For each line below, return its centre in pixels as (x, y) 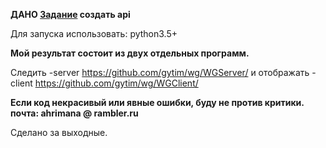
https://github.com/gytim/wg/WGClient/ (116, 83)
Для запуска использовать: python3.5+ (94, 33)
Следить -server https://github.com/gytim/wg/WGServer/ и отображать (160, 72)
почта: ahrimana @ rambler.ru (74, 113)
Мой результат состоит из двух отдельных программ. (130, 53)
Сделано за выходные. (59, 132)
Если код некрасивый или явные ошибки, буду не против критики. (157, 102)
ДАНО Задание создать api (70, 14)
